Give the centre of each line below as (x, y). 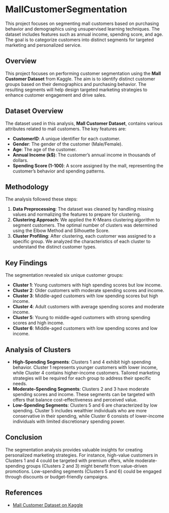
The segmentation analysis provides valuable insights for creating (74, 449)
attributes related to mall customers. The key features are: (66, 129)
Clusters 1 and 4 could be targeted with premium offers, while (70, 460)
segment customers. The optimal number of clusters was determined (85, 225)
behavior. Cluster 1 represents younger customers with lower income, (85, 367)
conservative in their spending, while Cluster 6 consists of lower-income (88, 416)
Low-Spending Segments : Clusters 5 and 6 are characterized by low (85, 405)
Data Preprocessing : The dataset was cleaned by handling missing (83, 209)
